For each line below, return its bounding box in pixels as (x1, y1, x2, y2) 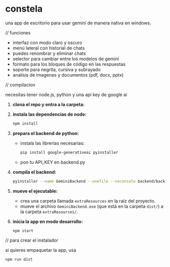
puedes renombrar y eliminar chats (12, 50, 86, 56)
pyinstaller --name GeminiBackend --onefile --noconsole (12, 179, 136, 184)
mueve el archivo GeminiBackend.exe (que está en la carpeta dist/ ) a (20, 203, 164, 209)
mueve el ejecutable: (12, 188, 58, 194)
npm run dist (5, 257, 33, 262)
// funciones (5, 29, 31, 36)
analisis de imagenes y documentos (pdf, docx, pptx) (12, 72, 124, 78)
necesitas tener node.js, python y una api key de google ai (5, 91, 127, 97)
